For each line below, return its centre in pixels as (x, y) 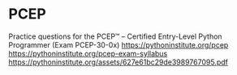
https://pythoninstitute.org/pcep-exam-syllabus (88, 53)
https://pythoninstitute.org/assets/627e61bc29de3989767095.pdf (118, 62)
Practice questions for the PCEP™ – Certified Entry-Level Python (115, 36)
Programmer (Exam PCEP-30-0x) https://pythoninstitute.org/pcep (118, 44)
